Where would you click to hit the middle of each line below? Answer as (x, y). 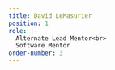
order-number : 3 (36, 53)
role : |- (23, 31)
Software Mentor (43, 46)
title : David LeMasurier (50, 16)
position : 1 (28, 23)
